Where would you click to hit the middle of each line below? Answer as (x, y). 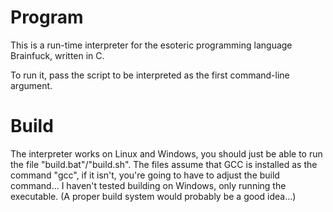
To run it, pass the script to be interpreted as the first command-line (150, 75)
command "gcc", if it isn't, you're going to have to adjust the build (145, 175)
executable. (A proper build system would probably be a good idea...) (153, 196)
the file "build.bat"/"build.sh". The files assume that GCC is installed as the (164, 164)
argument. (31, 85)
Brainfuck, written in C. (57, 55)
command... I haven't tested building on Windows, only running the (148, 185)
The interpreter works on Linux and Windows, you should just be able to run (166, 153)
